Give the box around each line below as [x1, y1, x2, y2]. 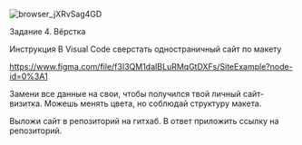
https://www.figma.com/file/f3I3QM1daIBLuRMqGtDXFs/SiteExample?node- [9, 62, 293, 72]
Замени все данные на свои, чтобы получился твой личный [9, 89, 242, 99]
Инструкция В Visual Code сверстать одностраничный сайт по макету [9, 43, 282, 54]
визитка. [9, 98, 43, 109]
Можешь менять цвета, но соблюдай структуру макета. [44, 98, 262, 109]
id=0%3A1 [9, 71, 48, 82]
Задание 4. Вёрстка [9, 26, 86, 36]
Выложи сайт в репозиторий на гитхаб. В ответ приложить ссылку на [9, 116, 279, 126]
